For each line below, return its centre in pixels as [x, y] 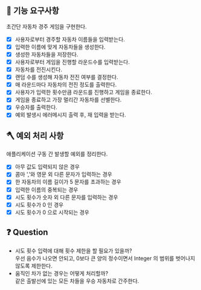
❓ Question [27, 232]
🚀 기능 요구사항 [33, 11]
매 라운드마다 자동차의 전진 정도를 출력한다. [66, 85]
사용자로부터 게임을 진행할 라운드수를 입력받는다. [72, 62]
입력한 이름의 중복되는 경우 [46, 189]
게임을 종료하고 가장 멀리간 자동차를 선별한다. [68, 100]
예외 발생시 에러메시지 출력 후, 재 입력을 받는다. [71, 115]
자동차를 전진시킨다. [38, 70]
